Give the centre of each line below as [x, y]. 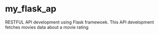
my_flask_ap [31, 9]
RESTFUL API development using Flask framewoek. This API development [79, 22]
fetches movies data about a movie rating [47, 27]
